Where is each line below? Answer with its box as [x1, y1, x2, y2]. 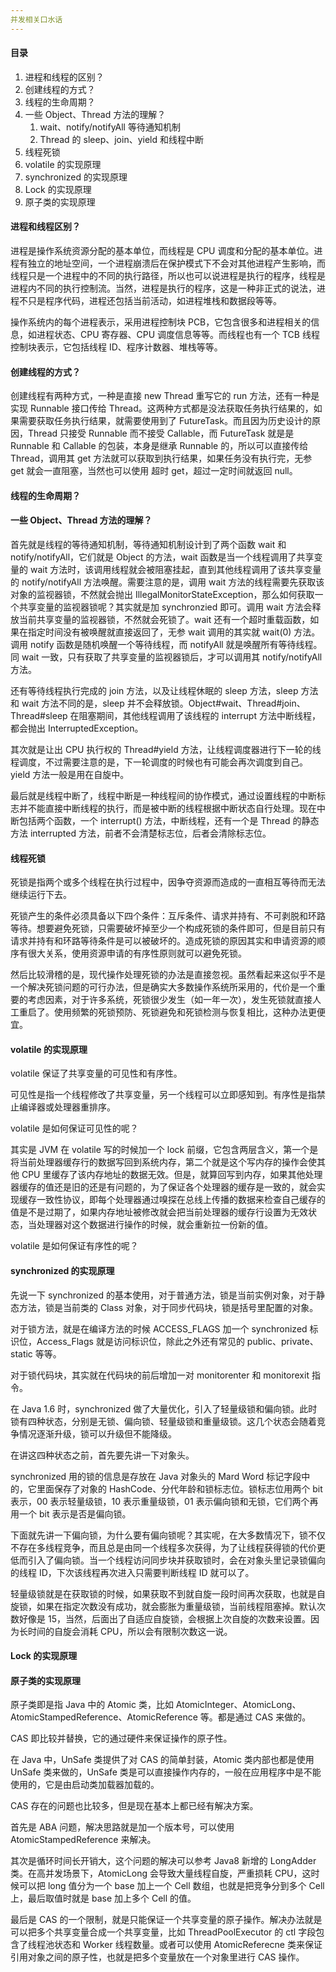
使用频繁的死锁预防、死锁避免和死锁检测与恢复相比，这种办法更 [53, 1006, 317, 1018]
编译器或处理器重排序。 [18, 1101, 116, 1113]
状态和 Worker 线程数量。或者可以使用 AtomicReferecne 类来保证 [53, 1939, 323, 1951]
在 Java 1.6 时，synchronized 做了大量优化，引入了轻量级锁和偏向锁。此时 [10, 1402, 318, 1415]
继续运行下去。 [10, 889, 72, 901]
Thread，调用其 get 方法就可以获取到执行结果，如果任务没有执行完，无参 [10, 452, 313, 465]
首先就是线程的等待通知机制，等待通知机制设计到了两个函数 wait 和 [10, 539, 287, 551]
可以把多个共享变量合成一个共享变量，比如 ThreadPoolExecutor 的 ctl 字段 [10, 1926, 317, 1938]
